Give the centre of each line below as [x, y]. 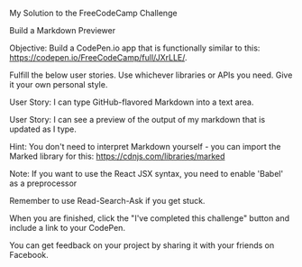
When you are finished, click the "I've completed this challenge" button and [150, 218]
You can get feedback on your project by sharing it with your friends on [142, 245]
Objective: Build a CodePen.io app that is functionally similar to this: [135, 48]
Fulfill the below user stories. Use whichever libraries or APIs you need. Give [151, 75]
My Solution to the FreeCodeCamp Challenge [93, 13]
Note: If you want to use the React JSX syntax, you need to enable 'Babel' [146, 174]
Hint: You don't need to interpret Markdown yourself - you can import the [145, 147]
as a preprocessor [43, 183]
